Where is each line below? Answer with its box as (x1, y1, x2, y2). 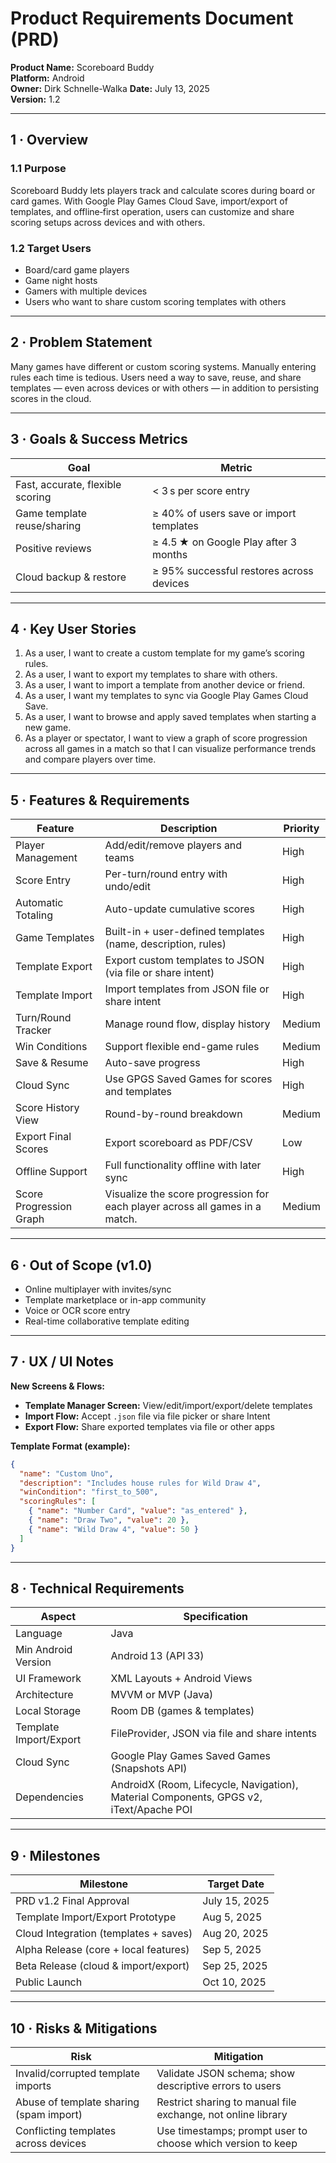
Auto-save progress (104, 1056, 201, 1070)
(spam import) (15, 2107, 83, 2121)
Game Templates (15, 931, 95, 945)
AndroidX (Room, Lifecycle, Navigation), (110, 1778, 299, 1792)
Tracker (15, 1023, 52, 1037)
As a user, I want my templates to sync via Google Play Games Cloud (24, 690, 309, 702)
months (151, 547, 188, 561)
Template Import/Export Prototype (15, 1910, 177, 1924)
